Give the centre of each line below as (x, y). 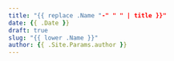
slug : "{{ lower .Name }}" (53, 38)
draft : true (28, 30)
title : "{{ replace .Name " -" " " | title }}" (87, 15)
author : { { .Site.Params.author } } (68, 45)
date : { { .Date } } (39, 23)
